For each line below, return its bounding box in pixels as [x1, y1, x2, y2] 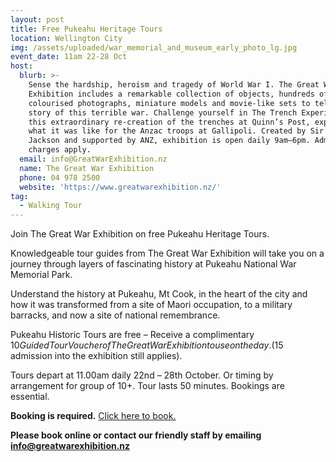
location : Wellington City [10, 33, 123, 43]
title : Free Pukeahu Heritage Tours [10, 24, 163, 34]
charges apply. [28, 145, 92, 155]
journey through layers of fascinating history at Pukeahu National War [10, 258, 297, 270]
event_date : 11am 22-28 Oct [10, 52, 128, 62]
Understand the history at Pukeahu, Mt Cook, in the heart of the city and [10, 288, 308, 300]
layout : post [10, 14, 65, 25]
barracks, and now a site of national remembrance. [10, 309, 221, 321]
